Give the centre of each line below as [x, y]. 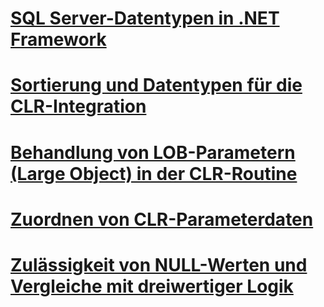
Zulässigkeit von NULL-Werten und [159, 264]
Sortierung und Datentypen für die [156, 85]
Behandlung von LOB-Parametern [153, 152]
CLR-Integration [78, 106]
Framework [58, 39]
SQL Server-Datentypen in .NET [145, 18]
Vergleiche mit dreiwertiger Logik [152, 286]
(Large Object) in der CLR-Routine [154, 173]
